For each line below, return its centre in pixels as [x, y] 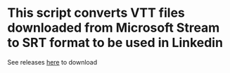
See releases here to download [52, 62]
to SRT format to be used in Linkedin [115, 43]
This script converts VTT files [96, 13]
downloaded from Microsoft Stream [114, 28]
